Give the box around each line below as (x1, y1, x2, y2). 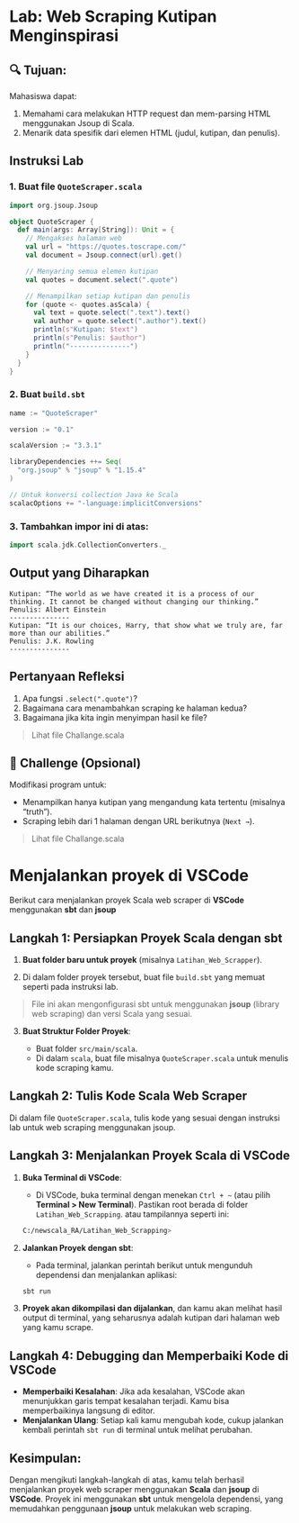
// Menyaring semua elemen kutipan (25, 267, 159, 276)
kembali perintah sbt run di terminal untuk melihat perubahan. (22, 1425, 253, 1436)
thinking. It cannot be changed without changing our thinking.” (9, 597, 259, 606)
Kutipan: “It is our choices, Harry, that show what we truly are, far (9, 621, 283, 630)
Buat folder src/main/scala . (35, 1043, 138, 1055)
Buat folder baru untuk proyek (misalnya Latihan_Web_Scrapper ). (22, 955, 263, 965)
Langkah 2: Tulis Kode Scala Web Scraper (9, 1088, 248, 1104)
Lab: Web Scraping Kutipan (9, 6, 217, 27)
